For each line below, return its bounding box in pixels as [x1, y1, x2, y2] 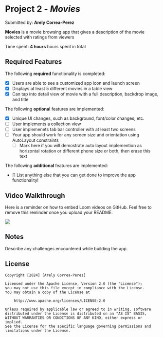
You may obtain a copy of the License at [5, 290, 91, 295]
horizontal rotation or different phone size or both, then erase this [19, 148, 151, 154]
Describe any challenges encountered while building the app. [5, 245, 128, 251]
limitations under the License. [5, 328, 71, 333]
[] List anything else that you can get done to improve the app [12, 172, 136, 178]
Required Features [5, 57, 62, 66]
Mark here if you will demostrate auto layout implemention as [19, 143, 142, 149]
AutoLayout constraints [12, 137, 59, 143]
